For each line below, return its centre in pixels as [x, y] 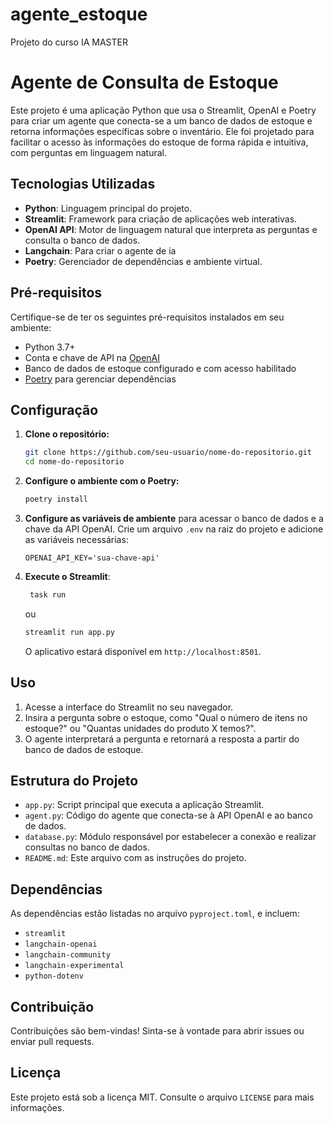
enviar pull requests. [52, 1041]
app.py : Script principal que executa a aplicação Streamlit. [144, 805]
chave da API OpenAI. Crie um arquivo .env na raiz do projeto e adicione [174, 529]
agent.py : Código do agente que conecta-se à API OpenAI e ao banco [168, 815]
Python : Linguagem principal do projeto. [108, 208]
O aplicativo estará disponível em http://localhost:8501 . [143, 651]
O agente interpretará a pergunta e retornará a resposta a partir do [162, 739]
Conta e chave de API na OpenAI [92, 357]
